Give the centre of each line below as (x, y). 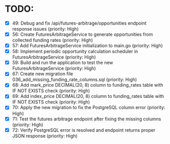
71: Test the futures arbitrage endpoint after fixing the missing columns (87, 119)
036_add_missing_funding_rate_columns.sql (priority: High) (75, 79)
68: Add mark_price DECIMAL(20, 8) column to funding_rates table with (88, 85)
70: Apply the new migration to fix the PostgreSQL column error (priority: (89, 108)
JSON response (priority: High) (45, 136)
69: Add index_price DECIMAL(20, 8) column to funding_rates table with (88, 96)
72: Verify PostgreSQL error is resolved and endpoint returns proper (84, 130)
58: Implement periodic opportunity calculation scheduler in (75, 51)
